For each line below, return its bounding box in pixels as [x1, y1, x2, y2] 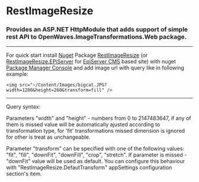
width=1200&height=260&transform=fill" [6, 87, 105, 93]
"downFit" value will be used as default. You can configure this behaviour [6, 158, 185, 165]
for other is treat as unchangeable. [6, 133, 91, 141]
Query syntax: [6, 103, 41, 110]
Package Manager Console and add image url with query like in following [6, 64, 185, 72]
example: [6, 71, 28, 78]
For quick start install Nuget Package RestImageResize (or [6, 52, 148, 59]
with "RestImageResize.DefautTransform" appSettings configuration [6, 164, 172, 171]
